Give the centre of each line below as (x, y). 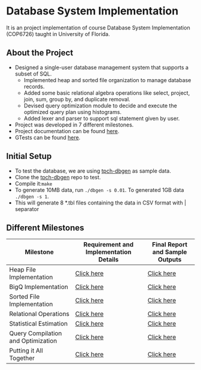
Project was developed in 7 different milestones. (74, 125)
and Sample (170, 252)
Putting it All (26, 351)
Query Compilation (36, 333)
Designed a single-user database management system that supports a (102, 67)
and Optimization (33, 341)
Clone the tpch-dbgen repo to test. (58, 177)
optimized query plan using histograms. (72, 112)
